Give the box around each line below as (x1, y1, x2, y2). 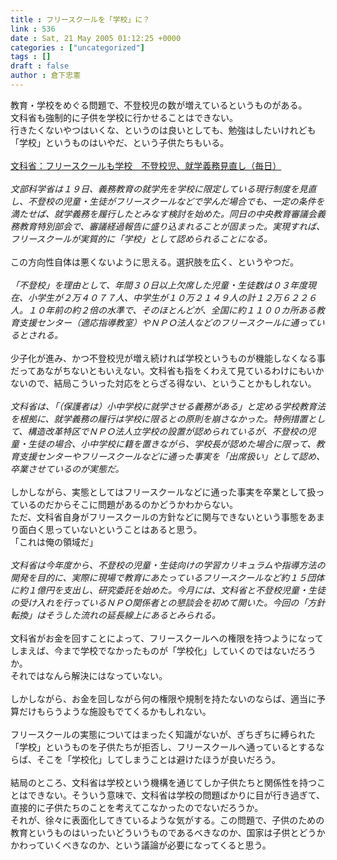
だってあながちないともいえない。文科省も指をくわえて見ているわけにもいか (10, 364, 325, 376)
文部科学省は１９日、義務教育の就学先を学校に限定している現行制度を (10, 182, 300, 195)
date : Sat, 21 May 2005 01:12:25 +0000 (10, 33, 182, 43)
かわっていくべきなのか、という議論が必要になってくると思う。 (10, 839, 272, 851)
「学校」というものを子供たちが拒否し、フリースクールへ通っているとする (10, 741, 317, 753)
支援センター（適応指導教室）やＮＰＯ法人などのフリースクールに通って (18, 316, 317, 328)
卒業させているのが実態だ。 (10, 462, 125, 475)
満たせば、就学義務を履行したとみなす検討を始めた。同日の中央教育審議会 (10, 207, 317, 220)
